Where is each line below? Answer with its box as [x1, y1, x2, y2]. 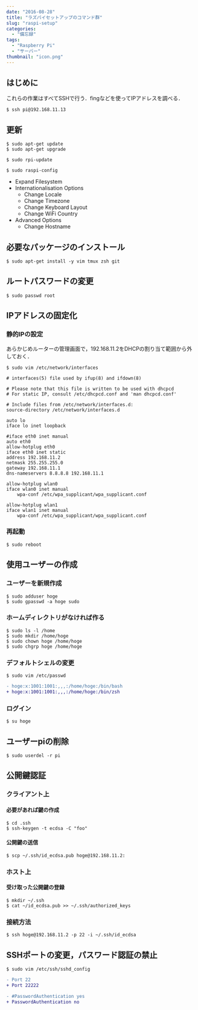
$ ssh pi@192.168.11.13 [6, 107, 66, 113]
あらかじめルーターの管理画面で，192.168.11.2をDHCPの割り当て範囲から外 [6, 345, 193, 352]
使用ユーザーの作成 [6, 560, 78, 570]
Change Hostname [24, 223, 71, 230]
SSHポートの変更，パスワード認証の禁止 [6, 950, 158, 960]
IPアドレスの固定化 [6, 310, 77, 321]
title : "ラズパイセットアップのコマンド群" [6, 14, 103, 21]
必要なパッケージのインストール [6, 242, 126, 252]
